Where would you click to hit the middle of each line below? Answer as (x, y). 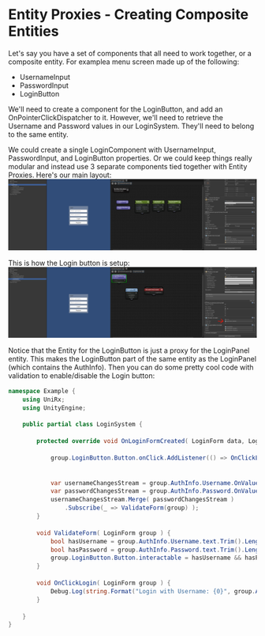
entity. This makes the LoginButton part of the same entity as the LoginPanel (132, 358)
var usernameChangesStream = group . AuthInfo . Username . (142, 483)
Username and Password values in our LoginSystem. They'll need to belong (131, 126)
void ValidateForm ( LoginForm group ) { (104, 533)
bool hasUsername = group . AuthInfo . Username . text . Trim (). (147, 541)
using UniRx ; (44, 399)
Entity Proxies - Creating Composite (129, 15)
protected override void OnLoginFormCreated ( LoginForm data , (141, 441)
